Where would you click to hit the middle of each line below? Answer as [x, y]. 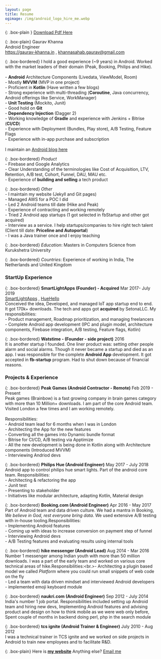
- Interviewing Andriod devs [33, 455]
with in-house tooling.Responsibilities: [43, 520]
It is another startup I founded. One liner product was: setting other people [79, 344]
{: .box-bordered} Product [31, 159]
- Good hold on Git [24, 108]
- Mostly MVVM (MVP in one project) [42, 82]
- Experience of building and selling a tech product [56, 180]
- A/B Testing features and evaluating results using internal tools [69, 541]
